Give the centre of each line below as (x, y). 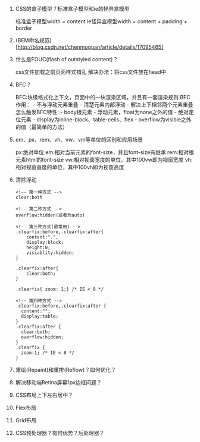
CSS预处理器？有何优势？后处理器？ (60, 433)
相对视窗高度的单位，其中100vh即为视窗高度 (70, 167)
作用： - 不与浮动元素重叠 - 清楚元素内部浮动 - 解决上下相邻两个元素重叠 (104, 105)
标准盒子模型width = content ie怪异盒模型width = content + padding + (101, 21)
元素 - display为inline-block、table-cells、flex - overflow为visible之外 (106, 120)
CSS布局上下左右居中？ (44, 395)
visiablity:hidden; (51, 253)
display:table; (40, 316)
